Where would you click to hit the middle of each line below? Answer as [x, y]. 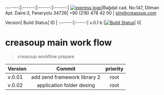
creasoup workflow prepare [46, 56]
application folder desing [66, 85]
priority [114, 69]
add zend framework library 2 [66, 77]
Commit [66, 69]
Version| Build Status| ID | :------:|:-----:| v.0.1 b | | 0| [73, 23]
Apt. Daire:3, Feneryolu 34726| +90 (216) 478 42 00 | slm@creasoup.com [81, 13]
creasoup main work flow [59, 43]
